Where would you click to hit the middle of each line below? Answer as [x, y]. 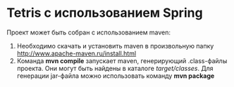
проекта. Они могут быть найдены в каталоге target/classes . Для [115, 68]
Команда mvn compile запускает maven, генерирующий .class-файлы [122, 60]
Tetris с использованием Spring [105, 13]
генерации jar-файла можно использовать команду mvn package [116, 76]
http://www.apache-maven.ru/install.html [76, 53]
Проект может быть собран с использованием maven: [88, 32]
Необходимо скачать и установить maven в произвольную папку [115, 46]
